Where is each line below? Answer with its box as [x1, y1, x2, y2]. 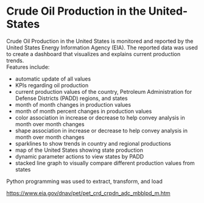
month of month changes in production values [15, 101, 132, 108]
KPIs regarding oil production [15, 81, 89, 89]
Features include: [6, 63, 50, 71]
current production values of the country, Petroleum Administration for [15, 88, 192, 95]
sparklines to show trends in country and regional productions [15, 140, 172, 147]
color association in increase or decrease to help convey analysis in [15, 114, 185, 121]
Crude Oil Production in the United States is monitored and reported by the [6, 37, 194, 45]
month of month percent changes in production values [15, 107, 152, 115]
